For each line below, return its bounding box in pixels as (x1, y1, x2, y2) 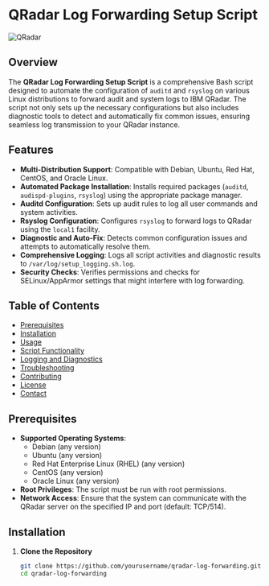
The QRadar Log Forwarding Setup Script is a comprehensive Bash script (8, 76, 254, 86)
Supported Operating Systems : (19, 433, 127, 444)
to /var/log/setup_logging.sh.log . (19, 258, 136, 268)
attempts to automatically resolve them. (19, 241, 151, 251)
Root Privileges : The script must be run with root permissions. (19, 485, 227, 494)
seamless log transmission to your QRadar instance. (8, 119, 181, 130)
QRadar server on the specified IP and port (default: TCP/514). (19, 501, 226, 512)
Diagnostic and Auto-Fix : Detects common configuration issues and (19, 233, 247, 242)
